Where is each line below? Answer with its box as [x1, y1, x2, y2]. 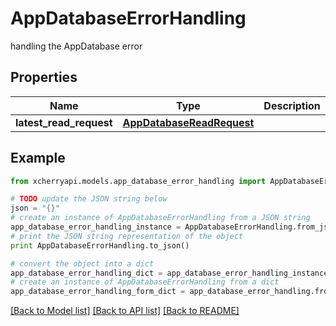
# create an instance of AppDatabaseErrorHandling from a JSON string [10, 213, 311, 223]
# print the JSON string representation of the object [10, 231, 244, 241]
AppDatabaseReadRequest [122, 115, 255, 129]
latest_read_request [15, 115, 113, 129]
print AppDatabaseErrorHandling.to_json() [10, 240, 190, 251]
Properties [10, 69, 78, 86]
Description [263, 98, 321, 112]
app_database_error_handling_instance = [10, 222, 182, 232]
